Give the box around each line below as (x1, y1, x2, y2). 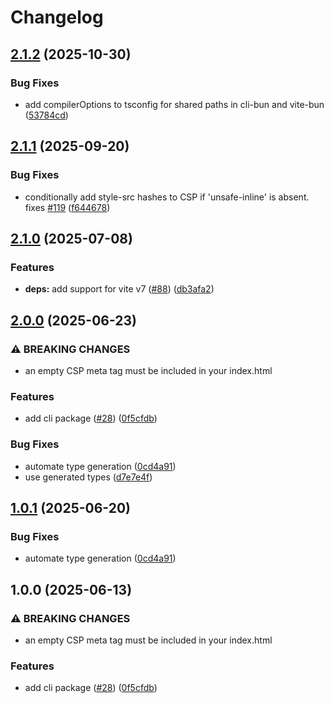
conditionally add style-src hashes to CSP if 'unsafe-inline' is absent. (24, 191, 310, 203)
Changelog (10, 6, 104, 29)
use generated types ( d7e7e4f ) (24, 471, 153, 483)
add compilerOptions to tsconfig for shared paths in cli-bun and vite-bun (24, 98, 325, 110)
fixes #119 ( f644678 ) (24, 201, 111, 213)
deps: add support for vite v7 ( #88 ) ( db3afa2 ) (24, 283, 215, 295)
